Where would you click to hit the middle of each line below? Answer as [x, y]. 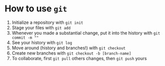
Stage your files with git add [41, 27]
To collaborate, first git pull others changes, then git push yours [79, 58]
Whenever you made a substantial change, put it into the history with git [86, 33]
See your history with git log [42, 42]
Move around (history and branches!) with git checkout [69, 48]
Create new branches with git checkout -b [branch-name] [72, 53]
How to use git [36, 9]
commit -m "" [25, 38]
